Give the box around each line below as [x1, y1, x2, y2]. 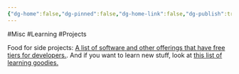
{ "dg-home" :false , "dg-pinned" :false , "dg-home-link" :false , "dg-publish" [7, 10, 224, 18]
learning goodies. [7, 58, 59, 67]
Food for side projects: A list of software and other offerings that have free [7, 43, 225, 51]
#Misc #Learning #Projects [7, 30, 87, 38]
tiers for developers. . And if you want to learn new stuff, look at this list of [7, 51, 223, 59]
